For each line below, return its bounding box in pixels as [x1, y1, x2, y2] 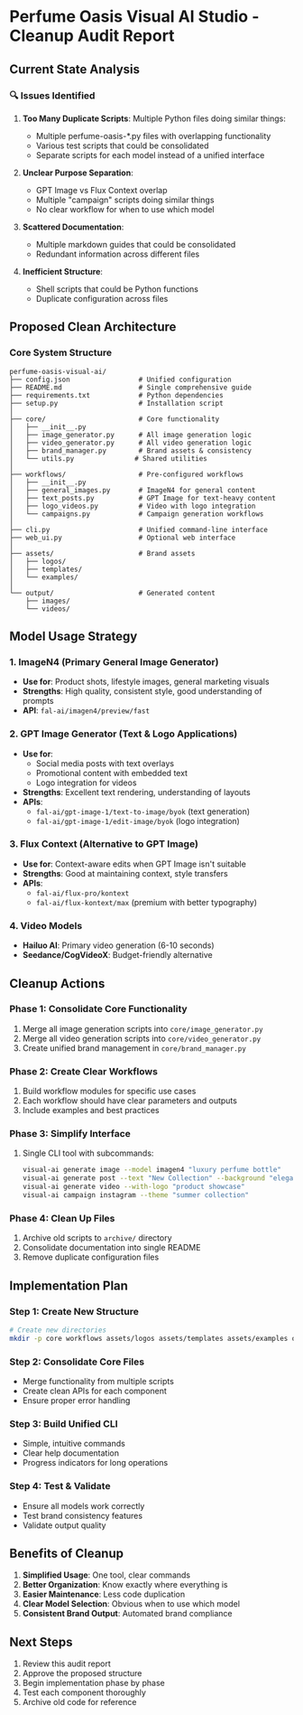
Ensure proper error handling [22, 1394, 131, 1406]
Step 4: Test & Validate [9, 1480, 111, 1493]
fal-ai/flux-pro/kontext [35, 888, 130, 898]
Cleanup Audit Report [9, 25, 175, 46]
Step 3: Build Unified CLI [9, 1417, 118, 1429]
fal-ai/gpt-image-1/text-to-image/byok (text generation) [35, 806, 251, 817]
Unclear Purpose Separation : [22, 167, 133, 178]
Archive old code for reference [22, 1697, 137, 1708]
